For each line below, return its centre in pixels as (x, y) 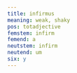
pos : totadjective (34, 26)
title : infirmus (31, 14)
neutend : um (24, 53)
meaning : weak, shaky (39, 20)
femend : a (22, 40)
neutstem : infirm (33, 46)
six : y (17, 59)
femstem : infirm (31, 33)
